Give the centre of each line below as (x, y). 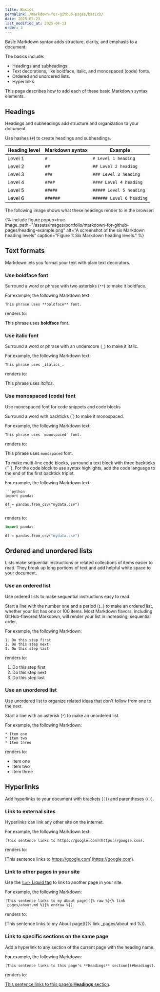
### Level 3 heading (116, 174)
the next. (14, 706)
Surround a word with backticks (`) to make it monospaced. (65, 416)
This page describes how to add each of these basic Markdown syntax (76, 91)
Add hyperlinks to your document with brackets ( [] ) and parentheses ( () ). (80, 799)
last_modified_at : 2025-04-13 (36, 23)
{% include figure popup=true (35, 220)
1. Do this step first (28, 640)
